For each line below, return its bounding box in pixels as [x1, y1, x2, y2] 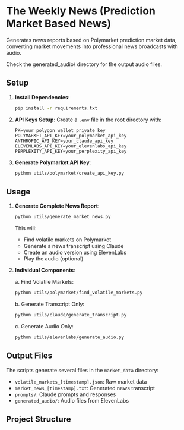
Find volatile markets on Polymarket [23, 236, 112, 243]
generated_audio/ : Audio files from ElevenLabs [14, 397, 129, 404]
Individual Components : [14, 266, 75, 274]
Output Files [6, 351, 52, 361]
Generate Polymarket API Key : [14, 159, 91, 166]
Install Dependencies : [14, 93, 70, 101]
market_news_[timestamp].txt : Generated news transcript [14, 384, 156, 391]
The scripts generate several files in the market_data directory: [6, 366, 159, 373]
